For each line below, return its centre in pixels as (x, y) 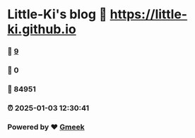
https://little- (149, 14)
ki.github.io (42, 29)
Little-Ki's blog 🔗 (57, 14)
